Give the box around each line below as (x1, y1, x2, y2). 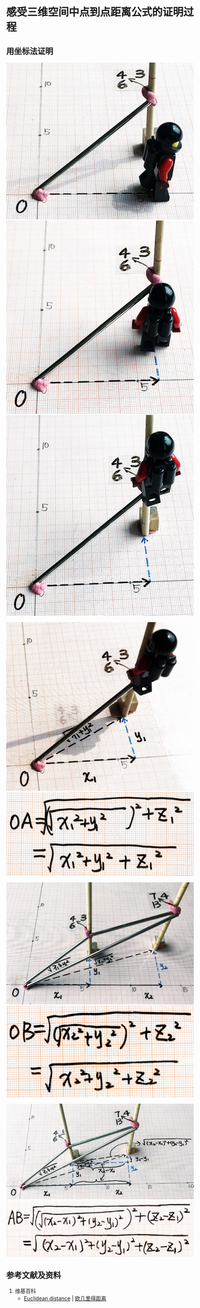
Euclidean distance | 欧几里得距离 (23, 1294, 107, 1302)
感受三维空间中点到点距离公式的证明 (6, 5, 184, 19)
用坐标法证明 (6, 46, 54, 56)
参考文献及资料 (6, 1270, 61, 1281)
